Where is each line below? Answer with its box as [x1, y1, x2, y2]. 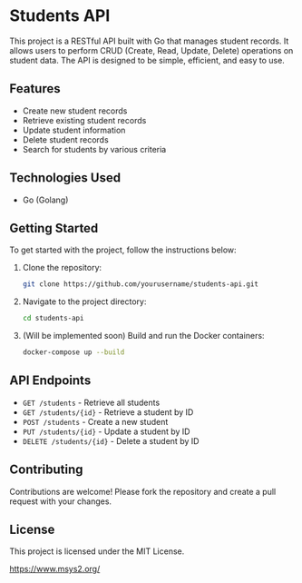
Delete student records [22, 133, 109, 145]
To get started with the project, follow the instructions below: [9, 244, 238, 255]
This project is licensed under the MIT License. [9, 546, 185, 557]
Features [9, 81, 61, 96]
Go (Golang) [22, 194, 69, 205]
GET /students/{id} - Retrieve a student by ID [22, 406, 194, 418]
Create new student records [22, 105, 128, 116]
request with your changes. [9, 496, 112, 507]
